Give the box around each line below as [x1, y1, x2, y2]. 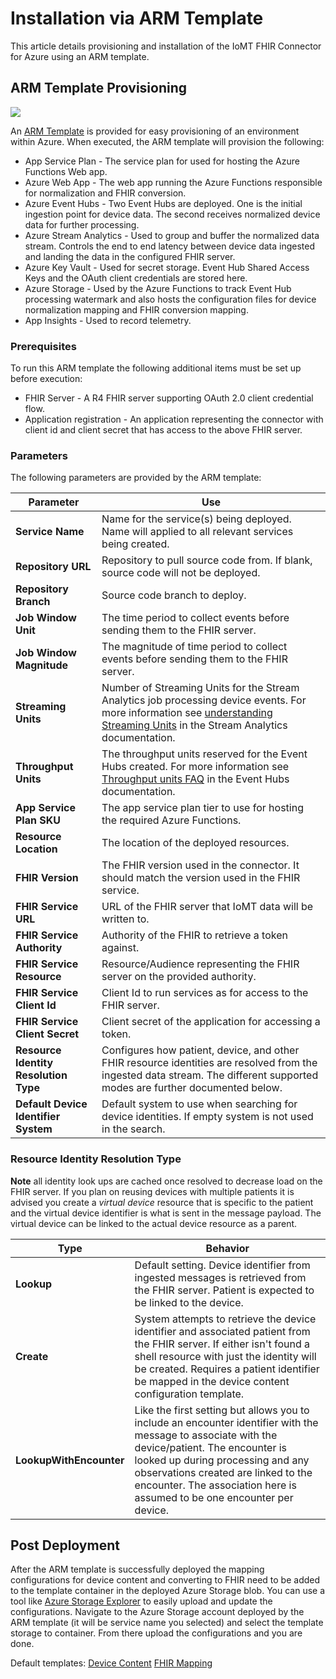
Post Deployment [10, 1537, 120, 1554]
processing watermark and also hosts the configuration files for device [24, 293, 317, 305]
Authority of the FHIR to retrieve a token [101, 928, 288, 942]
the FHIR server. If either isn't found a [134, 1337, 310, 1351]
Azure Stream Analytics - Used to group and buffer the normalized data [24, 229, 320, 241]
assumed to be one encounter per [134, 1490, 294, 1504]
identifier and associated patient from [134, 1324, 311, 1338]
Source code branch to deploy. [101, 588, 247, 602]
